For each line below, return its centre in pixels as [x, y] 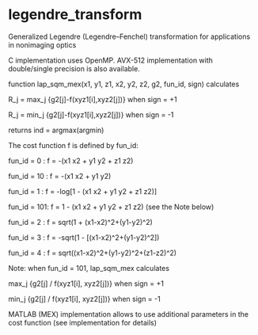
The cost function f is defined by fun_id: [73, 145]
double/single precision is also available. [74, 68]
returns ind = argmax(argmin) [56, 130]
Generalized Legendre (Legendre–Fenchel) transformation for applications [129, 36]
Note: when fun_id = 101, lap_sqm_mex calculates [89, 268]
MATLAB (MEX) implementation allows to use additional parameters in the [129, 314]
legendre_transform [75, 15]
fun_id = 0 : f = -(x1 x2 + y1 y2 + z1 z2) [71, 161]
